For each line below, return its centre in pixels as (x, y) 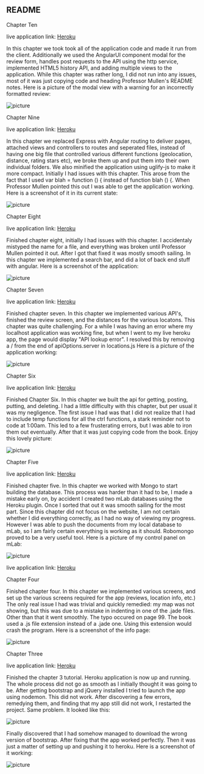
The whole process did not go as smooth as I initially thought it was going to (102, 684)
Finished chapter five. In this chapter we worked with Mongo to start (92, 486)
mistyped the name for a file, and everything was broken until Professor (96, 246)
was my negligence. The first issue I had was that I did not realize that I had (101, 412)
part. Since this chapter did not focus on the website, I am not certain (93, 511)
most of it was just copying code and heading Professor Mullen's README (100, 81)
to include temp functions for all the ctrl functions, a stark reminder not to (98, 419)
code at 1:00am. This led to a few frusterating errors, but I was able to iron (99, 425)
